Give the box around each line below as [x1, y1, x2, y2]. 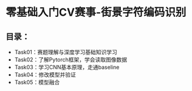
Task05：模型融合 [14, 79, 60, 86]
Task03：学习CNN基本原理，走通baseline [14, 64, 120, 71]
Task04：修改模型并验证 [14, 71, 77, 78]
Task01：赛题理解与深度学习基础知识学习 [14, 49, 118, 55]
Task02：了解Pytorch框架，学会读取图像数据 [14, 56, 128, 63]
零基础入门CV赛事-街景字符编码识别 [5, 5, 187, 19]
